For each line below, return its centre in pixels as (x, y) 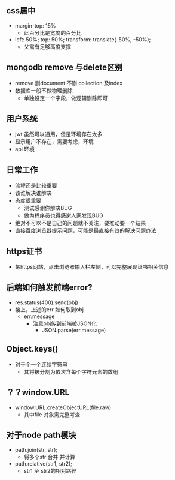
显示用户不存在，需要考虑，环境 (54, 142)
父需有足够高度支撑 (47, 46)
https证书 (24, 251)
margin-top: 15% (35, 25)
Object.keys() (32, 349)
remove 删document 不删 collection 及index (69, 83)
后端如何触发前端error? (49, 288)
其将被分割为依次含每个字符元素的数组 (71, 371)
